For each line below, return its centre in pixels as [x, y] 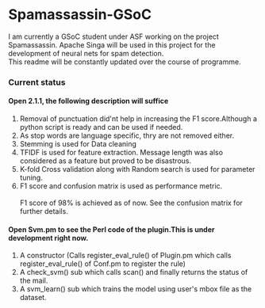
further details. [44, 211]
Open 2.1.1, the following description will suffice [88, 101]
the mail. [34, 281]
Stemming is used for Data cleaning [78, 144]
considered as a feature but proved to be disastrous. [106, 161]
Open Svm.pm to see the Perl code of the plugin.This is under [111, 229]
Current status [37, 82]
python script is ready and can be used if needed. [101, 127]
